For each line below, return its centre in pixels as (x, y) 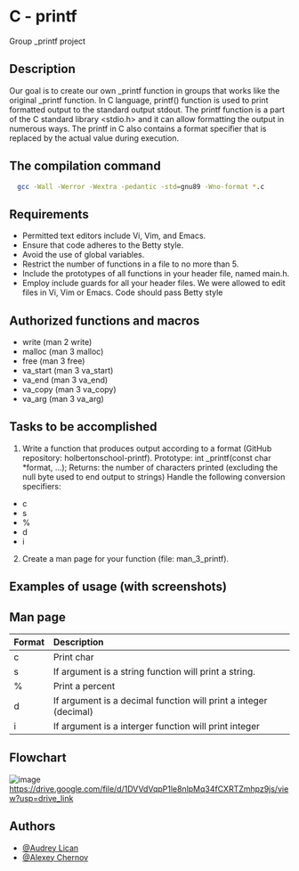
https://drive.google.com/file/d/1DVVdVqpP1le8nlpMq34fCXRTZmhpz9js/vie (149, 789)
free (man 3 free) (53, 361)
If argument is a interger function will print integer (157, 727)
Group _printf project (48, 41)
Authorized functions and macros (105, 320)
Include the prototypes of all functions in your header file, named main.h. (156, 274)
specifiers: (41, 486)
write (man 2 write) (57, 342)
